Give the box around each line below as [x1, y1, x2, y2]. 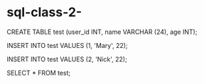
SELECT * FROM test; [6, 68, 71, 77]
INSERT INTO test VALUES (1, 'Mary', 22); [6, 41, 129, 49]
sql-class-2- [6, 4, 82, 20]
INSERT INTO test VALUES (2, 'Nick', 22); [6, 54, 127, 64]
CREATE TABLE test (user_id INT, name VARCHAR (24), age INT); [6, 28, 198, 36]
